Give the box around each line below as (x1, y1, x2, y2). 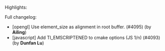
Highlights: (5, 5, 27, 10)
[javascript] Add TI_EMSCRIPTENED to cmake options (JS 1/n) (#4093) (12, 35, 160, 40)
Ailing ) (12, 29, 27, 35)
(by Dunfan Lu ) (12, 40, 44, 46)
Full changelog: (5, 14, 37, 20)
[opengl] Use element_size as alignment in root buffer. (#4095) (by (12, 24, 151, 30)
